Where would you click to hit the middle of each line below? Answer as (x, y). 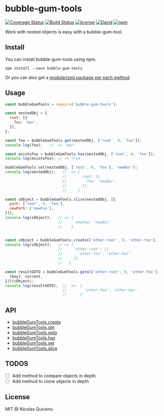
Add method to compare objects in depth (54, 376)
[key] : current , (26, 276)
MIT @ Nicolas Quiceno (29, 409)
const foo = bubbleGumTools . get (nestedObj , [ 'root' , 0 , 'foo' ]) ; (74, 140)
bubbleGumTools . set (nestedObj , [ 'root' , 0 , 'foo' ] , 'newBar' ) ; (71, 168)
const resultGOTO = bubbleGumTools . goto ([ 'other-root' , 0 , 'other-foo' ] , (82, 272)
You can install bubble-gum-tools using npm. (51, 59)
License (17, 397)
